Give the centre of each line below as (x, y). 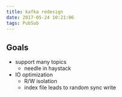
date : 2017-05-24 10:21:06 (40, 17)
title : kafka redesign (35, 12)
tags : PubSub (23, 23)
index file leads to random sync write (70, 87)
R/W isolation (40, 81)
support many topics (41, 62)
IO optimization (34, 75)
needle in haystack (47, 68)
